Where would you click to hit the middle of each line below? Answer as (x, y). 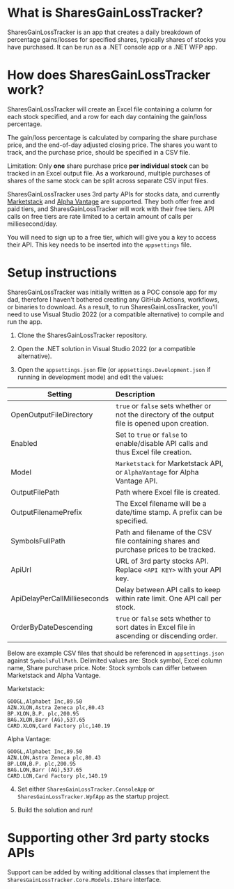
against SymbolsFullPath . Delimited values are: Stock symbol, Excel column (115, 660)
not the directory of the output (165, 415)
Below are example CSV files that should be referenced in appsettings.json (116, 653)
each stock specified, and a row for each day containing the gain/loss (107, 116)
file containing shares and (158, 541)
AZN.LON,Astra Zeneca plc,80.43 (54, 757)
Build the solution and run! (55, 810)
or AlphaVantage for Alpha (157, 472)
